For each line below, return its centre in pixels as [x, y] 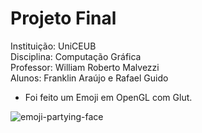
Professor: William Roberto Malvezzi [85, 67]
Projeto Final [63, 18]
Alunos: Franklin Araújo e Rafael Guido [89, 78]
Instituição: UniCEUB [53, 46]
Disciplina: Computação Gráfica [76, 56]
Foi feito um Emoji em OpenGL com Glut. [108, 97]
